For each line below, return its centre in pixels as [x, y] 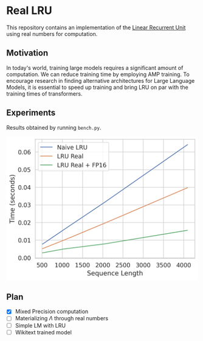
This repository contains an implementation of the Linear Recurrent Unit [96, 27]
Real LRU [29, 11]
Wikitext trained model [43, 332]
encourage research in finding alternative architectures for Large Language [101, 80]
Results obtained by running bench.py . [54, 127]
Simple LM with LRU [40, 325]
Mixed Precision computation [52, 312]
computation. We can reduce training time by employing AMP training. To [98, 74]
